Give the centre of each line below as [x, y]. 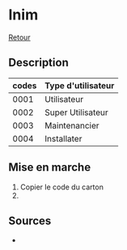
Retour [19, 37]
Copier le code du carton [61, 187]
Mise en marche [50, 167]
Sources [30, 220]
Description [38, 63]
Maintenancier [72, 125]
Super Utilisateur [76, 112]
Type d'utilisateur [79, 85]
